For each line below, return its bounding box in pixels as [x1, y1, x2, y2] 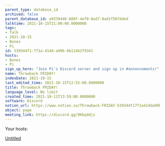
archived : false [5, 12, 38, 17]
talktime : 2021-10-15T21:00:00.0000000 [5, 21, 87, 26]
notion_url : [5, 103, 29, 108]
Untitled [5, 135, 21, 141]
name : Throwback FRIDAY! [5, 71, 56, 76]
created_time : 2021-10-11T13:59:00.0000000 [5, 94, 96, 99]
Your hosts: [5, 126, 28, 132]
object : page [5, 108, 32, 113]
